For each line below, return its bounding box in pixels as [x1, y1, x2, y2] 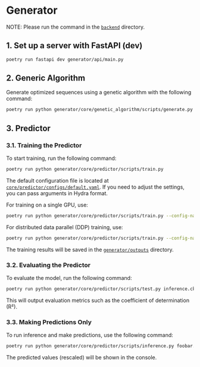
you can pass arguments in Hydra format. [6, 189, 108, 197]
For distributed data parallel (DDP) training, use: [6, 223, 123, 230]
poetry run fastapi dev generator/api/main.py [6, 56, 124, 63]
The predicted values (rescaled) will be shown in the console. [6, 353, 157, 361]
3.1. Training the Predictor [6, 141, 82, 149]
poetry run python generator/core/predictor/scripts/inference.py [6, 343, 174, 349]
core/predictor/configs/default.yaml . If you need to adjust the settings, [6, 183, 185, 190]
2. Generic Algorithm [6, 73, 85, 84]
